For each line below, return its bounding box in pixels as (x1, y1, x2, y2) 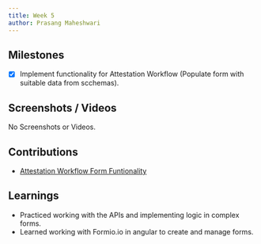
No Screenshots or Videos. (8, 122, 96, 132)
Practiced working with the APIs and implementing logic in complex (19, 210, 240, 219)
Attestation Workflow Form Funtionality (19, 166, 147, 175)
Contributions (8, 145, 78, 158)
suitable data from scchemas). (19, 78, 119, 88)
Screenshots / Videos (8, 101, 117, 115)
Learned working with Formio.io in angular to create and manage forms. (19, 227, 254, 236)
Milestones (8, 48, 65, 62)
